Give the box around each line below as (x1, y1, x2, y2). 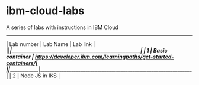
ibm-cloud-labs (6, 4, 85, 18)
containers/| (6, 59, 38, 66)
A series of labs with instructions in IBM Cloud (6, 24, 118, 31)
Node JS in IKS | (20, 72, 60, 79)
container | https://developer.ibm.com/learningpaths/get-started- (6, 53, 174, 60)
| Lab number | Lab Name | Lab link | (6, 40, 95, 48)
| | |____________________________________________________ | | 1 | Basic (6, 47, 168, 54)
